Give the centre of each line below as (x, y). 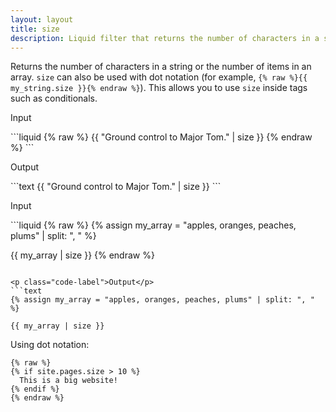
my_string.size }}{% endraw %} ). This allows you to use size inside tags (159, 88)
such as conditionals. (54, 98)
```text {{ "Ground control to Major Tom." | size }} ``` (116, 187)
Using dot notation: (50, 345)
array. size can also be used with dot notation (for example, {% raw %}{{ (159, 77)
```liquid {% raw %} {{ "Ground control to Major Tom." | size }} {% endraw (161, 137)
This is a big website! (68, 381)
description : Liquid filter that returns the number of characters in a (165, 38)
